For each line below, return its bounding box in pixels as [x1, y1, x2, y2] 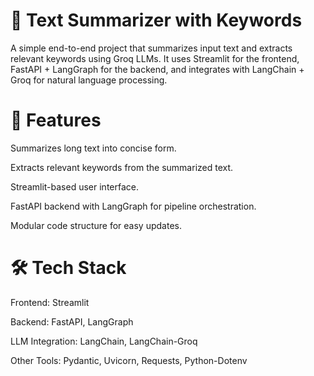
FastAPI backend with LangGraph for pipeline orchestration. [10, 200, 257, 212]
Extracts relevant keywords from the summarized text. [10, 161, 234, 173]
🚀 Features [10, 109, 102, 132]
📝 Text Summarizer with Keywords [10, 9, 303, 32]
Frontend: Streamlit [10, 296, 90, 308]
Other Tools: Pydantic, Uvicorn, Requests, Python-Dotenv [10, 354, 248, 366]
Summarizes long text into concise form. [10, 142, 177, 154]
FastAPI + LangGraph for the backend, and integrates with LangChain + [10, 63, 305, 75]
